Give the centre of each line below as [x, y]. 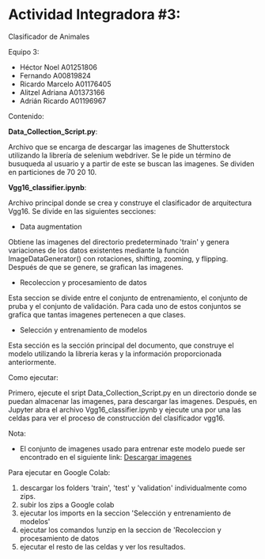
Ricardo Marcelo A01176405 [66, 84]
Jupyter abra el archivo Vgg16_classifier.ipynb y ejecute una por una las [125, 409]
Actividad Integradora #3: [95, 15]
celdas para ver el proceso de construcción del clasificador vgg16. [117, 418]
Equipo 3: [24, 51]
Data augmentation [51, 226]
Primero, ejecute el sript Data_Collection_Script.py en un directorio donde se [132, 393]
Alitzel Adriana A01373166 [62, 92]
